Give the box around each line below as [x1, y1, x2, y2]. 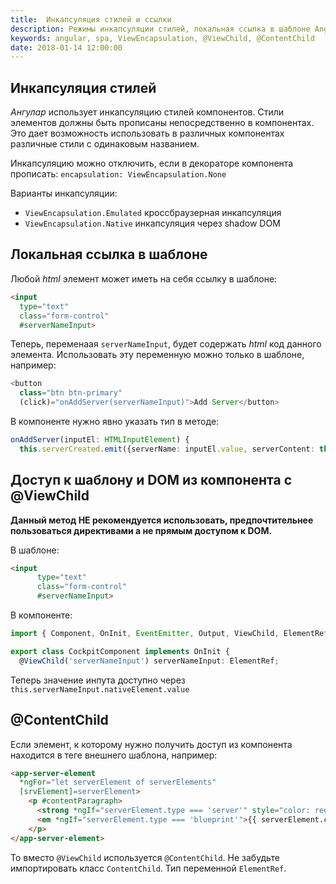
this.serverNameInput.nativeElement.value [10, 684, 190, 695]
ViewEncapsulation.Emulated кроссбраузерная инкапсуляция [24, 207, 282, 219]
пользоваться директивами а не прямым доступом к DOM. [10, 524, 273, 536]
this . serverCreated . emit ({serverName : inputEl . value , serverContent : [19, 444, 315, 454]
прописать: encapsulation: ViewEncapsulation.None [10, 168, 227, 180]
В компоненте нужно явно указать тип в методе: [10, 416, 220, 427]
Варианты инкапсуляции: [10, 187, 118, 200]
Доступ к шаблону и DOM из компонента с [10, 472, 293, 489]
